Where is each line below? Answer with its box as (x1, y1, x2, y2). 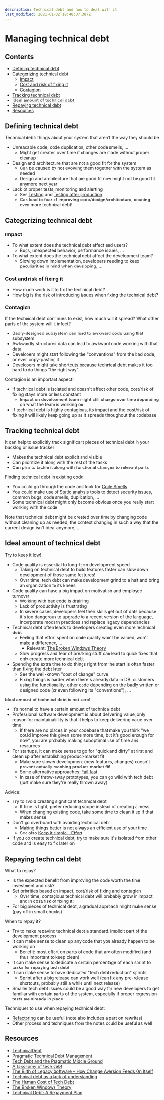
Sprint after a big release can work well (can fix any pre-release (19, 975, 149, 981)
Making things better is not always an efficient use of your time (19, 825, 147, 831)
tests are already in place (12, 996, 64, 1002)
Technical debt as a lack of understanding (12, 1073, 97, 1079)
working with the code (12, 504, 58, 510)
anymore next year (19, 181, 58, 187)
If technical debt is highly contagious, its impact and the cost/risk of (12, 407, 150, 413)
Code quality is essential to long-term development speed (12, 562, 130, 567)
